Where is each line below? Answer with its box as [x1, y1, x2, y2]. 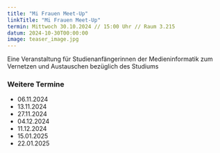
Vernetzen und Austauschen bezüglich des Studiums [7, 62, 159, 71]
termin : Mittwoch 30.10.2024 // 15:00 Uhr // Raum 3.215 [7, 23, 176, 30]
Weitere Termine [7, 80, 65, 89]
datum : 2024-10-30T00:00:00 [7, 29, 89, 37]
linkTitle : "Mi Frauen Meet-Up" [7, 17, 101, 24]
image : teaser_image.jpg [7, 36, 79, 43]
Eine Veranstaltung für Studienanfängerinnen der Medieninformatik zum [7, 55, 213, 63]
